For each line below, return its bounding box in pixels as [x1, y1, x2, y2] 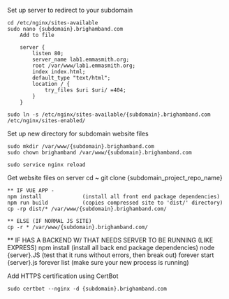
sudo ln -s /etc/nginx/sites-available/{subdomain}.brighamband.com [7, 111, 211, 118]
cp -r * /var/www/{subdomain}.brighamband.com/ [7, 224, 149, 231]
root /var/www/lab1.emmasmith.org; [32, 62, 136, 69]
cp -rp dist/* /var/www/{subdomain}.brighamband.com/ [7, 205, 168, 212]
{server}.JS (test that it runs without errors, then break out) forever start [7, 251, 214, 259]
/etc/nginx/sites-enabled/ [7, 117, 86, 124]
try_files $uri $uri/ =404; [44, 87, 127, 94]
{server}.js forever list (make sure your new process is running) [7, 258, 190, 266]
